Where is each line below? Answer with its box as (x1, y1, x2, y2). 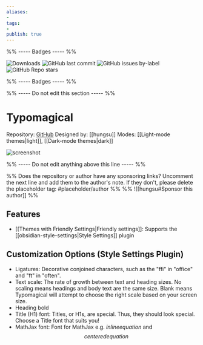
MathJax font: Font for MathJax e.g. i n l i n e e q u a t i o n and (15, 323, 153, 330)
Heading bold (15, 304, 50, 311)
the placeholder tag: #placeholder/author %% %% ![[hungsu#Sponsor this (6, 185, 193, 192)
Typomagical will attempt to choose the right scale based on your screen (15, 291, 198, 298)
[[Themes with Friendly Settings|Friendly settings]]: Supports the (15, 225, 178, 232)
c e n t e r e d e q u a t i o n (84, 332, 129, 340)
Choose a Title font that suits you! (15, 317, 100, 324)
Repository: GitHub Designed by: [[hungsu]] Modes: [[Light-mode (6, 131, 171, 138)
